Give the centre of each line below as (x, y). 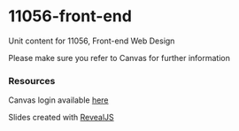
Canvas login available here (58, 100)
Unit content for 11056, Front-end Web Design (92, 41)
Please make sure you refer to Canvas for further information (119, 58)
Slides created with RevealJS (61, 118)
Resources (32, 81)
